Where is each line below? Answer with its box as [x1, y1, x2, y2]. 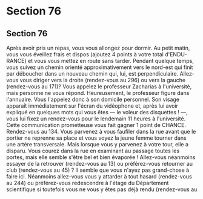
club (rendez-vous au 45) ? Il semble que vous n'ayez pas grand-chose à [6, 166, 190, 174]
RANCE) [6, 57, 27, 64]
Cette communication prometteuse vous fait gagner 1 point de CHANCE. [6, 122, 187, 128]
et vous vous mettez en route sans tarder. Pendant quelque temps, [27, 57, 194, 64]
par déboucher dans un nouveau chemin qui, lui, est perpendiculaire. [6, 70, 179, 77]
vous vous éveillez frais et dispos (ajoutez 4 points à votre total [6, 51, 164, 58]
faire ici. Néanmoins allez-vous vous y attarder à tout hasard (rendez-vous [6, 173, 192, 180]
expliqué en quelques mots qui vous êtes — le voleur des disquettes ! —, [6, 109, 188, 116]
